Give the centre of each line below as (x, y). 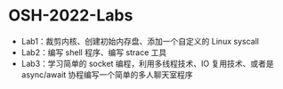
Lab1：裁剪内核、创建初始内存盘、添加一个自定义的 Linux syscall (140, 41)
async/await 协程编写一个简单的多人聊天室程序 (107, 74)
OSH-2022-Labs (71, 16)
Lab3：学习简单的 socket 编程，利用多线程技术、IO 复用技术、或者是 (147, 63)
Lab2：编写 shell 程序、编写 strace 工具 (94, 52)
